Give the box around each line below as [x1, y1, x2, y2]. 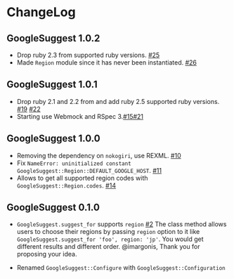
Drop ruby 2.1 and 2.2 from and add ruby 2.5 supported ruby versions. [16, 97, 220, 105]
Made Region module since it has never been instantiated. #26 [16, 58, 197, 67]
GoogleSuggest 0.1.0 [6, 202, 100, 214]
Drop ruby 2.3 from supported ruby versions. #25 [16, 51, 160, 59]
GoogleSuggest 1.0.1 [6, 79, 98, 91]
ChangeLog [6, 4, 76, 20]
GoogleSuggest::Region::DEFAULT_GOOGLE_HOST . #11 [16, 166, 162, 174]
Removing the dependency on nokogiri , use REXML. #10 [16, 151, 181, 160]
